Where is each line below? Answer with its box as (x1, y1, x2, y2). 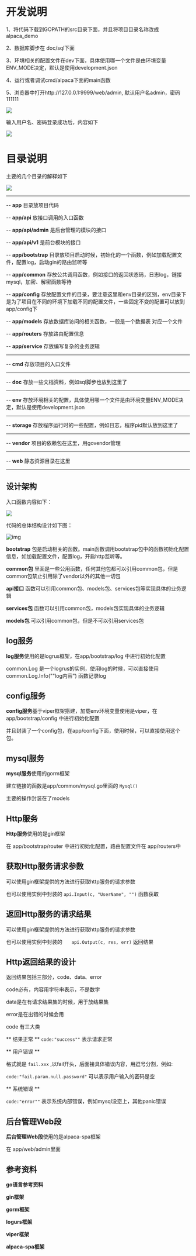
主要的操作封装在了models (6, 795, 70, 802)
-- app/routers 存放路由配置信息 (6, 330, 85, 337)
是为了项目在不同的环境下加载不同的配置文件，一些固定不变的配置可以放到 (6, 298, 185, 305)
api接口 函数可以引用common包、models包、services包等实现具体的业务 (6, 585, 182, 592)
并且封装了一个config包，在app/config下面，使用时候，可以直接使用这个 (6, 727, 181, 734)
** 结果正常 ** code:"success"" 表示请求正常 (6, 1036, 113, 1043)
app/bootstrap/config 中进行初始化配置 (6, 715, 100, 722)
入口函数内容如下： (6, 498, 52, 505)
